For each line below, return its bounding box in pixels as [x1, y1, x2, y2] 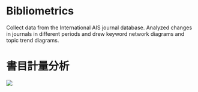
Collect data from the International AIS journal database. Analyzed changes [6, 24, 193, 31]
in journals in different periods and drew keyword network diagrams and [6, 30, 185, 37]
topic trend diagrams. [6, 36, 59, 44]
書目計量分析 [6, 60, 70, 73]
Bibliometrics [6, 4, 74, 18]
